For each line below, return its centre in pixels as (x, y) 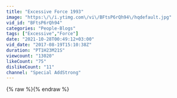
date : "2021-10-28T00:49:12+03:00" (50, 39)
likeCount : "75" (26, 61)
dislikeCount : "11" (30, 67)
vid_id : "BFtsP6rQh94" (34, 23)
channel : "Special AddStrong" (44, 72)
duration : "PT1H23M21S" (36, 50)
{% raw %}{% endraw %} (38, 89)
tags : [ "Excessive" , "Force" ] (42, 34)
